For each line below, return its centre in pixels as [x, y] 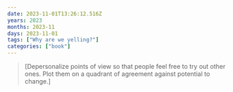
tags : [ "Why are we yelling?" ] [53, 40]
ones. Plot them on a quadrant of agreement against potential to [117, 74]
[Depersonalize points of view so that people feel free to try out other [125, 66]
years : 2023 [25, 20]
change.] [38, 81]
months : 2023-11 [31, 27]
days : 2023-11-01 [33, 33]
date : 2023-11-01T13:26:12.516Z [55, 14]
